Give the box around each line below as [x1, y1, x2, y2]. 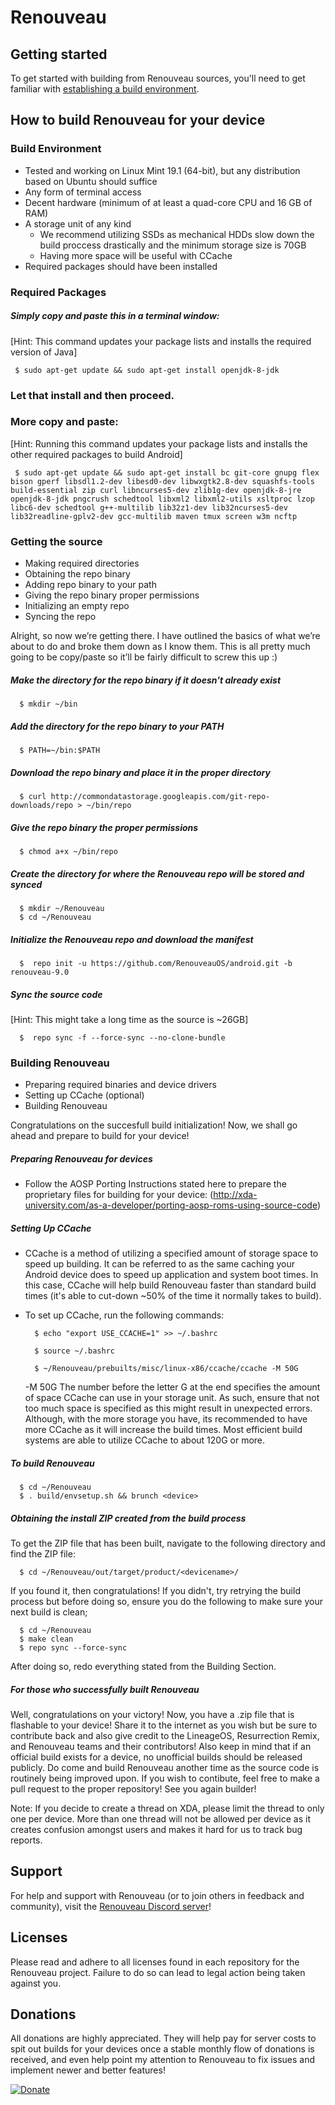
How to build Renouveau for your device [10, 112, 266, 129]
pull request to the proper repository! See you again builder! [10, 1783, 257, 1795]
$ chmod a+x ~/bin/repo [19, 846, 118, 856]
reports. [10, 1834, 43, 1846]
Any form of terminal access [24, 186, 142, 198]
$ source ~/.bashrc [34, 1346, 115, 1356]
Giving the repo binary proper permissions [24, 589, 200, 601]
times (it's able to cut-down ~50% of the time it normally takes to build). [24, 1290, 322, 1302]
